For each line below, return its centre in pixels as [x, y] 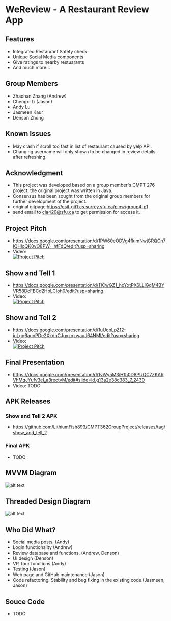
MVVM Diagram [31, 473]
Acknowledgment [34, 173]
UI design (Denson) [33, 558]
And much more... [31, 68]
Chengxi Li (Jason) [32, 101]
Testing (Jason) [29, 569]
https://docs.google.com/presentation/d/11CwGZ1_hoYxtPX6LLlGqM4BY [89, 285]
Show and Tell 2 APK [31, 416]
